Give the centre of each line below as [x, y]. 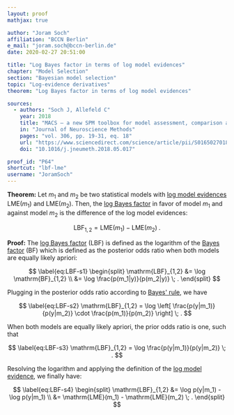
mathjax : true [28, 20]
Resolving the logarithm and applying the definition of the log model [104, 369]
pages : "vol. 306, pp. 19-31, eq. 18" [76, 136]
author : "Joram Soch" [39, 33]
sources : [20, 103]
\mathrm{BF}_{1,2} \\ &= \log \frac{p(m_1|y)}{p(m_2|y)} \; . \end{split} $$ [117, 279]
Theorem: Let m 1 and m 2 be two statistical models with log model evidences [117, 195]
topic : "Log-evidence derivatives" [59, 85]
